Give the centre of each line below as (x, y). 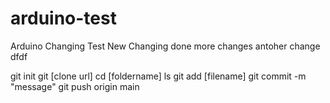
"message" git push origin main (75, 86)
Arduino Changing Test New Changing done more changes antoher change (165, 46)
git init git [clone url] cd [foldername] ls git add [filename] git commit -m (158, 76)
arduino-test (63, 18)
